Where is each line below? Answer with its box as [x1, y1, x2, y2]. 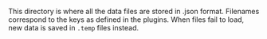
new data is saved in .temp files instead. [8, 23, 139, 32]
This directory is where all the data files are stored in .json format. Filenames [8, 7, 260, 16]
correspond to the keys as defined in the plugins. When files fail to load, [8, 15, 245, 24]
